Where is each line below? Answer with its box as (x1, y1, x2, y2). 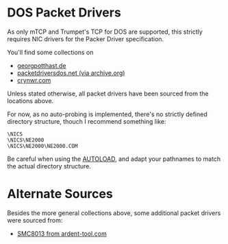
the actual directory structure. (7, 162, 91, 170)
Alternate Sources (7, 186, 113, 202)
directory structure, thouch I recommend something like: (7, 117, 166, 125)
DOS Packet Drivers (7, 5, 121, 21)
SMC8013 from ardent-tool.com (16, 229, 107, 238)
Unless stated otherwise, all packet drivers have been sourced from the (7, 89, 209, 98)
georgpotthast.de (16, 61, 66, 69)
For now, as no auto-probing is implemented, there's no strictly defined (7, 110, 207, 118)
